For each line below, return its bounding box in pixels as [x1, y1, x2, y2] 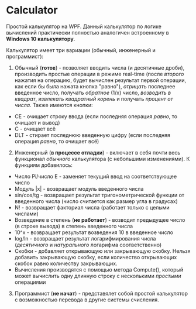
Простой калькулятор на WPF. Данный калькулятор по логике [6, 23, 162, 30]
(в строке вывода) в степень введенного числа [14, 222, 133, 229]
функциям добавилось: [14, 162, 73, 169]
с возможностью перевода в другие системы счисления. [14, 296, 159, 303]
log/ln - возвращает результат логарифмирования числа [14, 235, 156, 242]
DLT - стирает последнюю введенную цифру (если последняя [14, 131, 171, 138]
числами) [14, 210, 39, 217]
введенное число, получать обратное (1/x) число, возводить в [14, 89, 171, 96]
